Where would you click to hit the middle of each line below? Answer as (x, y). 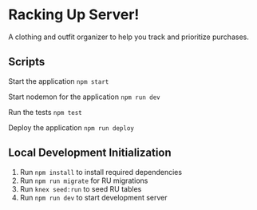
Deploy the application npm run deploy (71, 127)
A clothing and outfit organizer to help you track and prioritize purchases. (128, 37)
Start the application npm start (59, 81)
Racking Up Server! (74, 15)
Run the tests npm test (45, 112)
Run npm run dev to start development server (93, 197)
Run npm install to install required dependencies (101, 172)
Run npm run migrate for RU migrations (84, 180)
